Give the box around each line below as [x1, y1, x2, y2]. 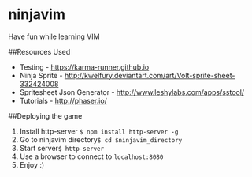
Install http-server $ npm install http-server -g [19, 126, 179, 136]
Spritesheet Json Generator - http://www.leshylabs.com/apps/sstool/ [19, 87, 245, 96]
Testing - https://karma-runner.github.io [19, 62, 150, 72]
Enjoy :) [19, 160, 45, 169]
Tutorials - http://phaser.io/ [19, 96, 108, 105]
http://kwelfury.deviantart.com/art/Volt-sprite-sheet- [64, 70, 235, 80]
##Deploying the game [8, 111, 83, 120]
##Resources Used [8, 47, 71, 56]
